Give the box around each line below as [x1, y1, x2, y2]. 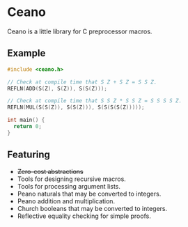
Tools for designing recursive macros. [17, 175, 127, 183]
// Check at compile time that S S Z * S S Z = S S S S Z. [7, 97, 182, 104]
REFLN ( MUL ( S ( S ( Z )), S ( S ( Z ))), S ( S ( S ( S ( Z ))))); [7, 104, 145, 111]
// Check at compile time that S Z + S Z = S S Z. [7, 78, 157, 86]
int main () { [7, 116, 45, 124]
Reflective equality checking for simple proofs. [17, 212, 151, 220]
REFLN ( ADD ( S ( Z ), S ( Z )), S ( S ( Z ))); [7, 85, 108, 92]
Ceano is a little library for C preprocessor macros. [7, 27, 152, 36]
